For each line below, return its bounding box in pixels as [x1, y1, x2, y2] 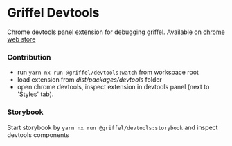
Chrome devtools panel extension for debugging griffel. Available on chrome [7, 28, 225, 36]
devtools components [7, 130, 69, 139]
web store [7, 35, 36, 43]
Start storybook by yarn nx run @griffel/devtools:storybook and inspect [7, 123, 218, 131]
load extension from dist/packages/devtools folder [17, 75, 163, 84]
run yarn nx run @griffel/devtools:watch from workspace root [17, 68, 199, 77]
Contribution [7, 52, 51, 62]
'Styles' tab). [17, 90, 54, 98]
